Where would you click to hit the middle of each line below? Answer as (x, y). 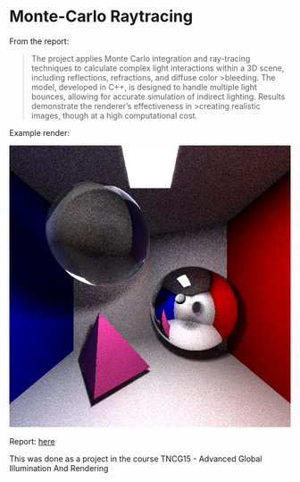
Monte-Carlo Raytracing (101, 17)
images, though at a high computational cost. (114, 115)
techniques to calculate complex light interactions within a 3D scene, (158, 68)
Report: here (32, 441)
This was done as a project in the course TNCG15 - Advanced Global (136, 459)
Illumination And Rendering (59, 468)
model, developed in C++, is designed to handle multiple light (144, 87)
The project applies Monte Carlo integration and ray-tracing (141, 58)
